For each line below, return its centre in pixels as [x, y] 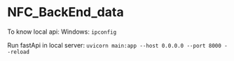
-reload [19, 52]
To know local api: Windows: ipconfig [62, 32]
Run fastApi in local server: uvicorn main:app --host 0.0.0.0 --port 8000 [115, 45]
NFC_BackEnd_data [66, 12]
